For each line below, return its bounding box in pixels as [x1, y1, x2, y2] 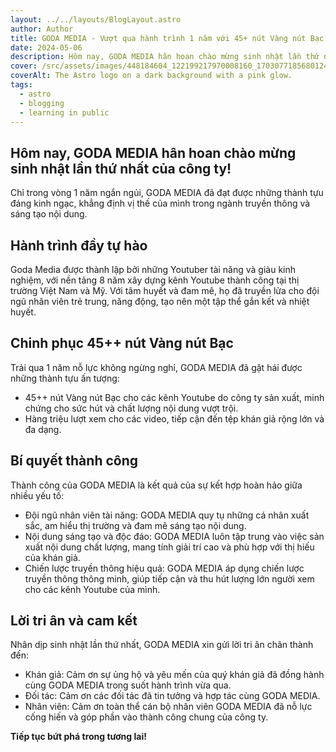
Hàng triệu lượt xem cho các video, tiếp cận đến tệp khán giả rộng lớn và [24, 412, 325, 425]
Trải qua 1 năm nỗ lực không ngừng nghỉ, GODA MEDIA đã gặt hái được [10, 361, 303, 373]
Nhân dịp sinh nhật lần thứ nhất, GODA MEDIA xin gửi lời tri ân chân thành [10, 639, 314, 651]
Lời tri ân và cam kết [10, 612, 138, 630]
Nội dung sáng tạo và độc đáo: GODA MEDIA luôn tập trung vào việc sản [24, 530, 325, 542]
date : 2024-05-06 [10, 42, 83, 53]
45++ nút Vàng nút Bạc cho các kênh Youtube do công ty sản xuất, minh [24, 391, 325, 403]
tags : [10, 80, 33, 90]
